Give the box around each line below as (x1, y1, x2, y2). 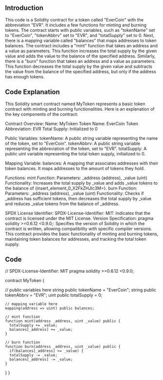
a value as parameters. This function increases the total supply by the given (5, 48, 157, 54)
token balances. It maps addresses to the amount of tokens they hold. (5, 165, 145, 171)
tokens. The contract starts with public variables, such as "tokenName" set (5, 27, 155, 33)
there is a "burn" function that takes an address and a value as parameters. (5, 58, 156, 64)
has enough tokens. (5, 74, 45, 79)
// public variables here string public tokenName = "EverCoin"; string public (5, 287, 157, 293)
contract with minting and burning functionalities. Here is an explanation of (5, 106, 155, 112)
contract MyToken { (5, 278, 45, 284)
